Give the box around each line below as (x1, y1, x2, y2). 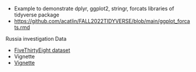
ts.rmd (14, 24, 30, 31)
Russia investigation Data (5, 35, 67, 42)
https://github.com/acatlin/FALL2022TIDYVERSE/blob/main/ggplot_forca (14, 18, 191, 24)
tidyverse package (14, 11, 59, 18)
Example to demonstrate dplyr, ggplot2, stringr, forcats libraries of (14, 5, 174, 12)
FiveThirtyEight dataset (14, 47, 71, 54)
